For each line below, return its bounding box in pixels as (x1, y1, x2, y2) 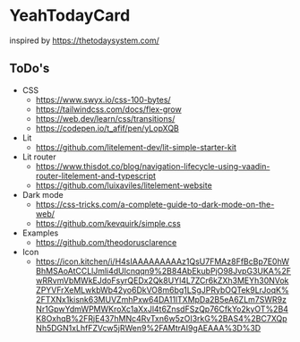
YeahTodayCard (9, 5, 131, 26)
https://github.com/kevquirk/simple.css (35, 218, 181, 228)
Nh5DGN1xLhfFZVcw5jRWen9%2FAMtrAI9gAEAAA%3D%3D (35, 322, 261, 333)
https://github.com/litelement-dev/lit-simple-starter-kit (35, 141, 237, 152)
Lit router (21, 151, 56, 162)
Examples (21, 227, 59, 238)
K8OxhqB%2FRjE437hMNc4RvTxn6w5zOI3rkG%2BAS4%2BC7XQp (35, 312, 287, 323)
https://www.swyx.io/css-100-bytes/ (35, 94, 172, 105)
